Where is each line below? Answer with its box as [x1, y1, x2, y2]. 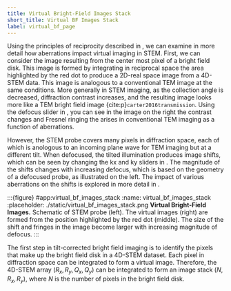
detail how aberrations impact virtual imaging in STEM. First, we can [7, 49, 201, 57]
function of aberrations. [7, 122, 74, 131]
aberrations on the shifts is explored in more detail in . [7, 180, 160, 189]
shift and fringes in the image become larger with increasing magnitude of [7, 223, 218, 232]
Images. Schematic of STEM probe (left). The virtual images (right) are [7, 208, 208, 216]
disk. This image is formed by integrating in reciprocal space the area [7, 64, 204, 73]
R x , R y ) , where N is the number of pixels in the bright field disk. [7, 274, 185, 284]
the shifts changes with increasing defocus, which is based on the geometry [7, 165, 224, 173]
